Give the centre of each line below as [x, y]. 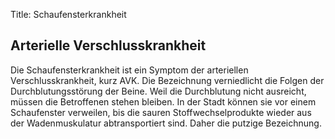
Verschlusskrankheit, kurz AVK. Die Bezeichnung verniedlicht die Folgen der [167, 80]
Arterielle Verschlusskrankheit [108, 45]
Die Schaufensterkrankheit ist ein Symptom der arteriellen [129, 70]
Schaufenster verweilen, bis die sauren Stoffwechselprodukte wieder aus [161, 112]
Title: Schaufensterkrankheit [68, 14]
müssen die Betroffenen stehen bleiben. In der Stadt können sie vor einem [163, 101]
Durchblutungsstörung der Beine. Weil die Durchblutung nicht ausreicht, [158, 91]
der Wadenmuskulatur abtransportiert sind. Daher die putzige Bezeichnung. [166, 123]
